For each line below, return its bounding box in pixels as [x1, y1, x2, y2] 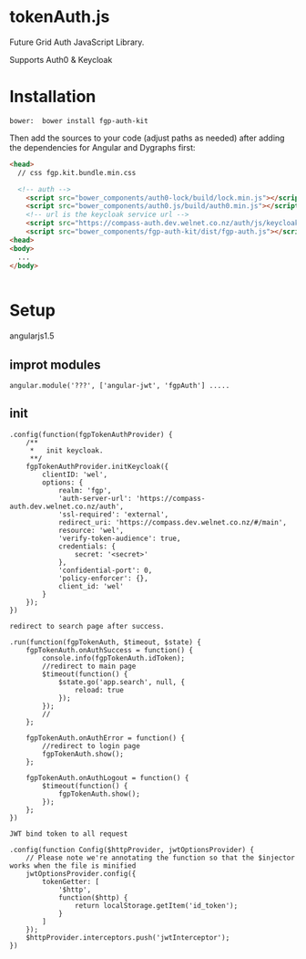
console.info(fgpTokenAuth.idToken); [42, 653, 185, 662]
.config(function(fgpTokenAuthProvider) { [9, 430, 173, 439]
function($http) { [57, 892, 128, 902]
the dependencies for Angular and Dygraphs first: [9, 141, 196, 152]
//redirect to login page [42, 741, 141, 750]
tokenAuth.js [9, 6, 110, 27]
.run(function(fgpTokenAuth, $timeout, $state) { [9, 637, 202, 647]
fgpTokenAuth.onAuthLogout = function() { [25, 773, 189, 782]
